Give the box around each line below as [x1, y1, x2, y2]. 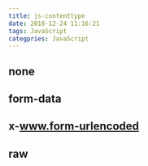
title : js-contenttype [8, 11, 85, 20]
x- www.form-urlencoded [8, 119, 140, 134]
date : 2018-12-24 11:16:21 [8, 19, 100, 28]
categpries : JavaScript [8, 34, 89, 43]
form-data [8, 92, 62, 106]
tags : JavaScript [8, 27, 67, 35]
